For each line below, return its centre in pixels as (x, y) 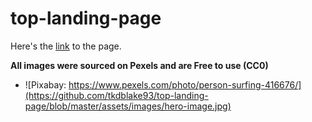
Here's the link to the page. (66, 46)
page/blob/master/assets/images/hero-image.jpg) (128, 106)
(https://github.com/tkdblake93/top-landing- (116, 95)
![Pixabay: (45, 84)
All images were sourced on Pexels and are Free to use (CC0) (139, 65)
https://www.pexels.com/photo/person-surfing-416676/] (185, 84)
